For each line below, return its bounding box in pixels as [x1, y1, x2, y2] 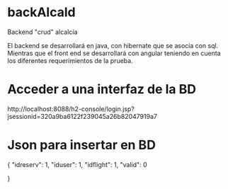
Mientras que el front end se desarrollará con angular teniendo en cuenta [7, 49, 221, 57]
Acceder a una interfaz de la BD [7, 81, 197, 98]
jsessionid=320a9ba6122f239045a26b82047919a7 [7, 112, 158, 120]
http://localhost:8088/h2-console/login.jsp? [7, 104, 135, 113]
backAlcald [7, 4, 76, 21]
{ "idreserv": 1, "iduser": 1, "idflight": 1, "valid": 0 [7, 160, 147, 168]
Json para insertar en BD [7, 137, 156, 153]
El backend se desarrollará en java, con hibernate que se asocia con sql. [7, 41, 219, 50]
